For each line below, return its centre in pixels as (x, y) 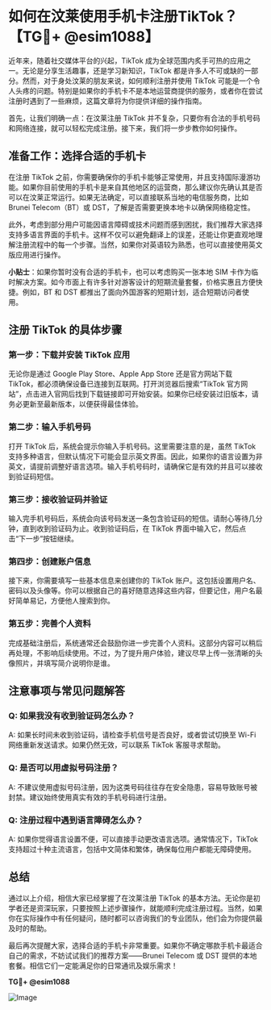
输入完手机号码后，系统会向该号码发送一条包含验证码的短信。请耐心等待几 (132, 519)
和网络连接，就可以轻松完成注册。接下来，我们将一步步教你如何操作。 (125, 128)
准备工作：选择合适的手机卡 (77, 156)
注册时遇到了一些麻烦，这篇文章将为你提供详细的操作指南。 (107, 101)
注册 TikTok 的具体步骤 (65, 330)
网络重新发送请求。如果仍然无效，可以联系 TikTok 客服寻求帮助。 (117, 745)
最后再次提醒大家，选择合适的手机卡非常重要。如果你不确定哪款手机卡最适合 (135, 945)
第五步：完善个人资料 (50, 624)
